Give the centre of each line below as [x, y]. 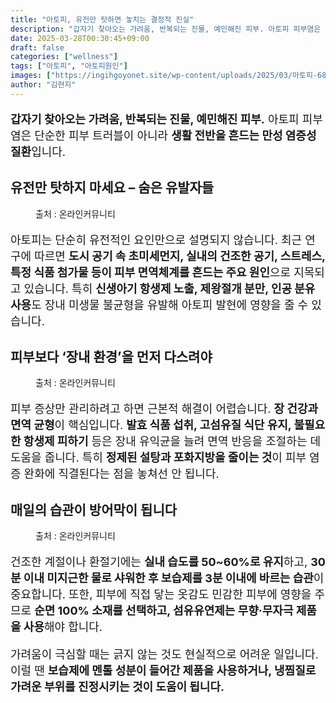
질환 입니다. [38, 151]
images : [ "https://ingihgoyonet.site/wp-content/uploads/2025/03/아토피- [164, 76]
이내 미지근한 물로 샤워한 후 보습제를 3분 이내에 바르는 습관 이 [174, 578]
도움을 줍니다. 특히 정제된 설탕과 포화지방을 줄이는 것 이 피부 [158, 458]
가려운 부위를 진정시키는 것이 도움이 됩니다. [117, 687]
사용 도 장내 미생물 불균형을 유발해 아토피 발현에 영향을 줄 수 [159, 304]
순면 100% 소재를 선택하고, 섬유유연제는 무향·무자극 [164, 611]
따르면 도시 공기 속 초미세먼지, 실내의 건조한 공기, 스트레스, [180, 256]
